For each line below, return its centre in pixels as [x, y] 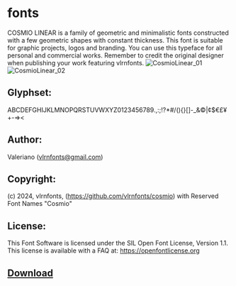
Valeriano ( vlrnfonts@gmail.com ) [55, 157]
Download [30, 273]
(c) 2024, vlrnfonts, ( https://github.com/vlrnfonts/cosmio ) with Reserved [113, 196]
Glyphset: [29, 93]
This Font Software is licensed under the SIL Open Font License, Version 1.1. [118, 243]
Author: [25, 140]
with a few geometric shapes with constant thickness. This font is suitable [115, 40]
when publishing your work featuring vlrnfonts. [76, 62]
